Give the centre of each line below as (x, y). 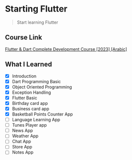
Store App (22, 147)
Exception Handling (31, 92)
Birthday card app (30, 103)
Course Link (24, 37)
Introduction (24, 76)
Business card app (30, 109)
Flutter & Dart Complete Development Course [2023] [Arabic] (66, 49)
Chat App (22, 142)
